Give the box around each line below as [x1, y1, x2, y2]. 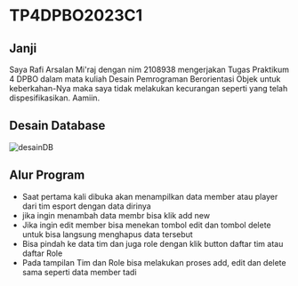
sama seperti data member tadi [21, 266, 137, 277]
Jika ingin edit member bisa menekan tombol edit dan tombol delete [21, 219, 271, 230]
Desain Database [9, 118, 106, 133]
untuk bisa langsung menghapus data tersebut [21, 228, 193, 240]
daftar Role [21, 248, 63, 258]
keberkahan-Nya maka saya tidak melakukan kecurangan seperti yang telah [9, 83, 288, 93]
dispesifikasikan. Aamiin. [9, 92, 101, 103]
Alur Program [9, 168, 85, 183]
